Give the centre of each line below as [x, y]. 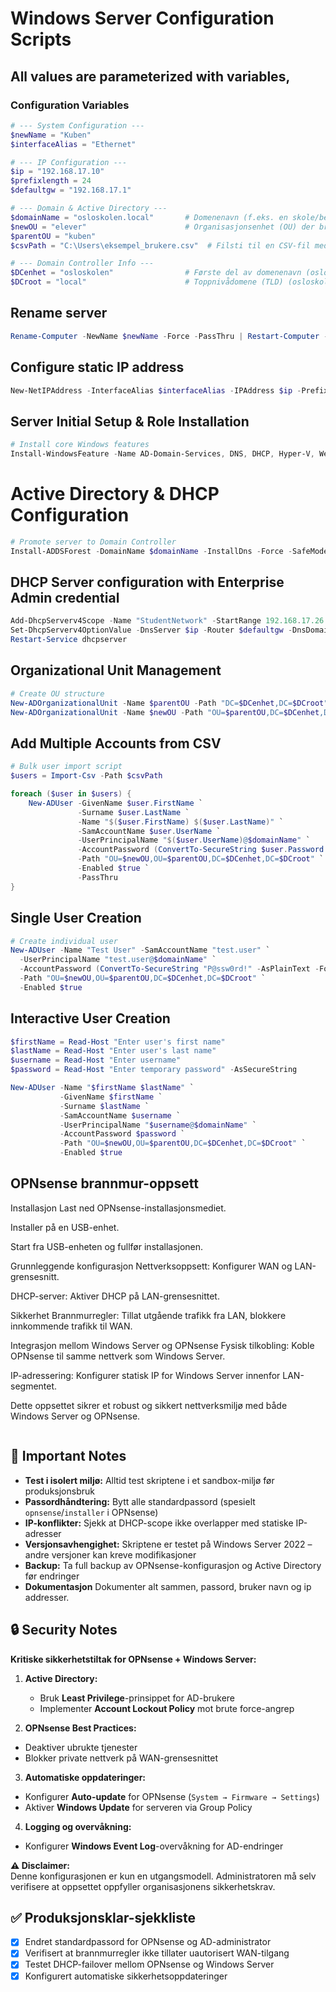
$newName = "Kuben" [51, 135]
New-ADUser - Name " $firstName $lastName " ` [102, 1088]
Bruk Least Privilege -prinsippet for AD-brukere [137, 1698]
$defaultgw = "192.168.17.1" [71, 190]
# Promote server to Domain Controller [93, 542]
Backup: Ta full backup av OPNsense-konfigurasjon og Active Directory [173, 1565]
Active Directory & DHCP [115, 494]
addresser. [47, 1597]
